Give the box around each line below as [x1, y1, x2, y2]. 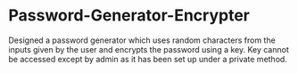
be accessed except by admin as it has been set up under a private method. [8, 53, 287, 64]
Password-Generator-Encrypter [8, 5, 251, 26]
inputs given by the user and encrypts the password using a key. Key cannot [8, 44, 289, 54]
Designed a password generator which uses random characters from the [8, 35, 276, 45]
